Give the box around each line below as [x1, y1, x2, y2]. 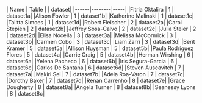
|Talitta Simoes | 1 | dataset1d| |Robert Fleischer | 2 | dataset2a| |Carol [6, 19, 182, 26]
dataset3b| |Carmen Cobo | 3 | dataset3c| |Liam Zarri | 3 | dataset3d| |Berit [6, 38, 195, 45]
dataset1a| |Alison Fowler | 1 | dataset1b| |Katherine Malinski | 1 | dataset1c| [6, 12, 194, 20]
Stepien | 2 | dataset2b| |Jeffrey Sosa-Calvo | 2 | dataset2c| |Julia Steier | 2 [6, 25, 197, 32]
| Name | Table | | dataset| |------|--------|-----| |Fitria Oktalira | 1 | [6, 6, 174, 13]
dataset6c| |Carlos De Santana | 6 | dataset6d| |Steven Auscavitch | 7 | [6, 64, 185, 71]
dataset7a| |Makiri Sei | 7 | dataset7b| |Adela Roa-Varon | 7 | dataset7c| [6, 71, 185, 77]
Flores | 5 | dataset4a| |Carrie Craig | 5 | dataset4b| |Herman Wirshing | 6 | [6, 51, 194, 58]
